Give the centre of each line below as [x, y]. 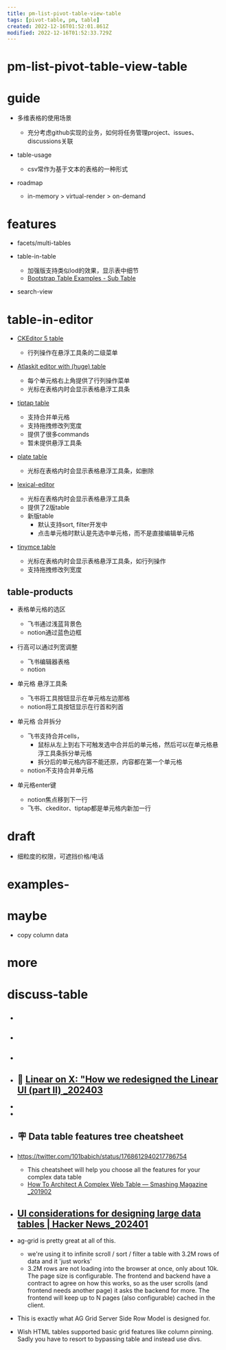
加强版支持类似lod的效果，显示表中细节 [83, 271]
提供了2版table [48, 508]
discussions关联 [50, 141]
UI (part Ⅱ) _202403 [60, 1090]
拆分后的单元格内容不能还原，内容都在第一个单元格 [110, 762]
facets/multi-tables [44, 243]
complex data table [55, 1177]
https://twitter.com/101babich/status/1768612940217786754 [102, 1157]
